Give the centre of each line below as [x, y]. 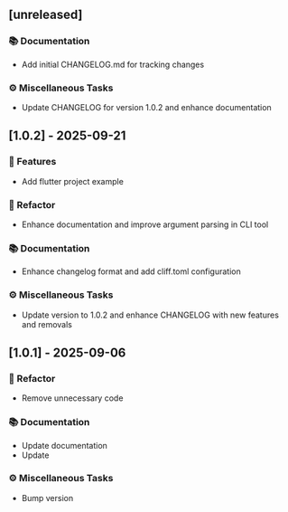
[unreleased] [46, 15]
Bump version [47, 498]
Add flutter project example [72, 181]
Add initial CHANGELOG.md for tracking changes [113, 64]
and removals [47, 324]
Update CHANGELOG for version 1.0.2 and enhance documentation [146, 107]
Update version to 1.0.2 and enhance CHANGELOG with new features [150, 315]
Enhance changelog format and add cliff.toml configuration [131, 271]
